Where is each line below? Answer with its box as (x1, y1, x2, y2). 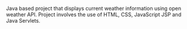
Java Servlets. (6, 17, 41, 24)
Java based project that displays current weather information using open (6, 5, 181, 12)
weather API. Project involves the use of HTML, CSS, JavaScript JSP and (6, 11, 182, 18)
